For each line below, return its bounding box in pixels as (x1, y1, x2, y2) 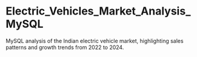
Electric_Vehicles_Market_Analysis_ (5, 4, 191, 18)
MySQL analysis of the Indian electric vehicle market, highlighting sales (5, 37, 184, 44)
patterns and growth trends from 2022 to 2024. (5, 44, 124, 51)
